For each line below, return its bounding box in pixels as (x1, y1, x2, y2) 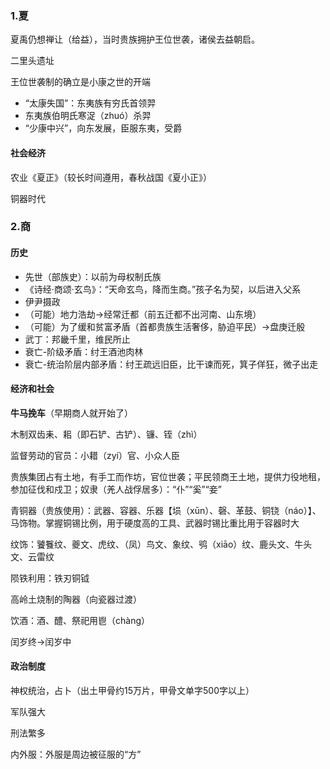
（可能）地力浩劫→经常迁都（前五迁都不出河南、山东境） (24, 308, 262, 320)
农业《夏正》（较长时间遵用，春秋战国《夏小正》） (10, 171, 212, 183)
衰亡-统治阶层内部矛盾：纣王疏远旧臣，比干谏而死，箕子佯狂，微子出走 (24, 358, 319, 370)
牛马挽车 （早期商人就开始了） (10, 407, 133, 419)
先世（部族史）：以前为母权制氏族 (24, 270, 162, 282)
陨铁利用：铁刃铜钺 (10, 572, 90, 584)
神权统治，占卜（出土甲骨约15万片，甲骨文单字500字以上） (10, 685, 255, 697)
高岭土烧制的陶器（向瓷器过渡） (10, 593, 142, 605)
